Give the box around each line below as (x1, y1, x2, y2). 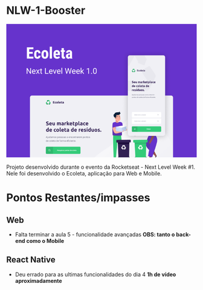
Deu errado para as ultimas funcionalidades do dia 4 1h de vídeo (14, 271, 176, 278)
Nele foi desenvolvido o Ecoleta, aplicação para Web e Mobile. (6, 170, 162, 177)
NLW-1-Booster (6, 4, 86, 17)
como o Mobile (26, 238, 65, 245)
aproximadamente (14, 277, 62, 284)
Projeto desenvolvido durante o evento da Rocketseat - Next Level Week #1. (6, 163, 195, 171)
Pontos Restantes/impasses (6, 191, 150, 205)
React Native (6, 254, 56, 265)
